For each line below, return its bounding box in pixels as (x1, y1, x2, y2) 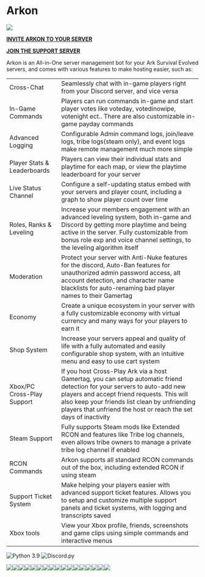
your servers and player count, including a (60, 187, 182, 196)
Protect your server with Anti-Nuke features (60, 253, 188, 261)
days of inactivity (60, 413, 110, 421)
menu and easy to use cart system (60, 357, 160, 365)
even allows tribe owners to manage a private (60, 438, 192, 446)
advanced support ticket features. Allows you (60, 488, 191, 496)
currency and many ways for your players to (60, 316, 188, 325)
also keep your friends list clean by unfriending (60, 397, 196, 406)
